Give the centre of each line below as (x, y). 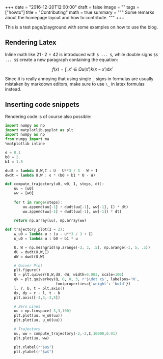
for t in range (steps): (38, 202)
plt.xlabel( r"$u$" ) (34, 347)
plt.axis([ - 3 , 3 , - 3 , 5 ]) (37, 298)
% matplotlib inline (25, 144)
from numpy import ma (27, 139)
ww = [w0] (24, 193)
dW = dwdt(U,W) (29, 257)
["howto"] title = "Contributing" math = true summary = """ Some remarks (80, 12)
